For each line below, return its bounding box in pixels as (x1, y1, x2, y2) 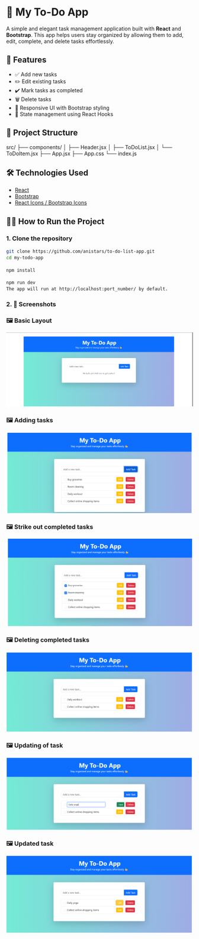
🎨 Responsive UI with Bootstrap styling (14, 104, 110, 111)
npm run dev (6, 279, 36, 286)
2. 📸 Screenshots (6, 300, 56, 309)
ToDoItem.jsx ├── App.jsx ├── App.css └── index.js (6, 150, 137, 157)
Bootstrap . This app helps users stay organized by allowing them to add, (6, 31, 184, 38)
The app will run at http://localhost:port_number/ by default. (6, 286, 168, 292)
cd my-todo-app (6, 255, 44, 260)
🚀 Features (6, 55, 47, 65)
